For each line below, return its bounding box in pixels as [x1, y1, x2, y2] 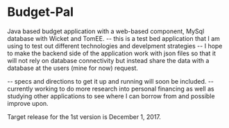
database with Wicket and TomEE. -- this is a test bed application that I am [7, 34, 221, 42]
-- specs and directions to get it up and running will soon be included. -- [7, 77, 214, 85]
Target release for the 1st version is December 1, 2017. [7, 112, 162, 121]
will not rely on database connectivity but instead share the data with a [7, 56, 210, 64]
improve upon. [7, 99, 49, 107]
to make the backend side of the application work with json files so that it [7, 49, 217, 57]
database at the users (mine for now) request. [7, 64, 139, 72]
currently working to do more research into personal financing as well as [7, 84, 214, 93]
